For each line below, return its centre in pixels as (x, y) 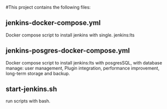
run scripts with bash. (28, 101)
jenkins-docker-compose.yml (53, 23)
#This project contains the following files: (48, 7)
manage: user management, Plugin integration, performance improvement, (82, 68)
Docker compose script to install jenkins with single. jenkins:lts (70, 35)
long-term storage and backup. (38, 73)
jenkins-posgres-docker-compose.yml (68, 51)
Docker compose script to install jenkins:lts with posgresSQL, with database (84, 62)
